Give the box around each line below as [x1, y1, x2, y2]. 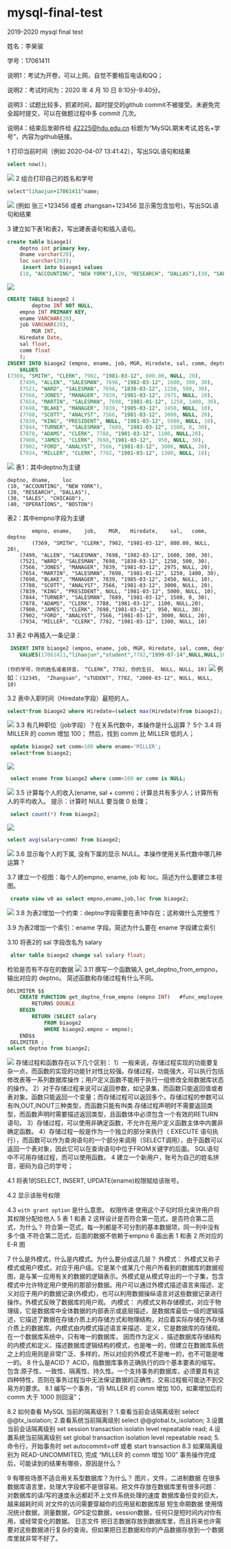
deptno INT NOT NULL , [32, 302, 94, 309]
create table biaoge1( [7, 238, 72, 246]
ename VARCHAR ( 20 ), [19, 315, 76, 322]
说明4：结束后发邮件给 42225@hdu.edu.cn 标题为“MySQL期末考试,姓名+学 [7, 123, 221, 132]
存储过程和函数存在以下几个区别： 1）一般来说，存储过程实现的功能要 [15, 1059, 213, 1067]
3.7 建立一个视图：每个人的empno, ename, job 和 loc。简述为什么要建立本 [7, 872, 217, 881]
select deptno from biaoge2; [7, 1045, 91, 1052]
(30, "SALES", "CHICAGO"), [7, 494, 85, 501]
